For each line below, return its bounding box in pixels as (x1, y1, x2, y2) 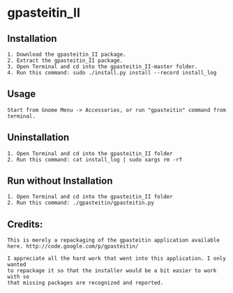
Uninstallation (7, 132, 70, 143)
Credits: (7, 218, 43, 230)
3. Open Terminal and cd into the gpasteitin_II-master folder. (7, 63, 198, 70)
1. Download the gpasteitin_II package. (7, 51, 127, 58)
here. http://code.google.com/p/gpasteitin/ (7, 243, 139, 250)
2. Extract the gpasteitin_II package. (7, 57, 123, 64)
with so (7, 274, 30, 280)
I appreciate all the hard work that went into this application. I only (7, 255, 227, 262)
